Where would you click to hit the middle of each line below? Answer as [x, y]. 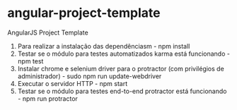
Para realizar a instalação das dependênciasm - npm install [104, 46]
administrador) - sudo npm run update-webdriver [89, 76]
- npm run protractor [47, 98]
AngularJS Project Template [48, 32]
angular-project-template [84, 13]
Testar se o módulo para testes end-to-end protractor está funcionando [122, 91]
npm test [30, 61]
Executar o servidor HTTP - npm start [73, 83]
